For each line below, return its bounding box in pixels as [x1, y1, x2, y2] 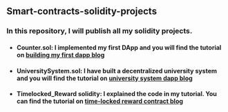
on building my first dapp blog [16, 50, 105, 59]
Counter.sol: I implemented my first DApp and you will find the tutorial [16, 43, 222, 51]
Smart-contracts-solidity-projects [6, 6, 157, 17]
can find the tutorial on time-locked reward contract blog [16, 97, 184, 106]
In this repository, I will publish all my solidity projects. [6, 26, 193, 36]
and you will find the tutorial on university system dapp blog [16, 74, 193, 82]
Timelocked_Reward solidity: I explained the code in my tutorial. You [16, 90, 217, 98]
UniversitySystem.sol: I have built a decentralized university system [16, 66, 217, 75]
